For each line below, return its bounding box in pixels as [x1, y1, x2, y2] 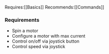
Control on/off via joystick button [11, 38, 80, 44]
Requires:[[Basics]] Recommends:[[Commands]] [4, 4, 105, 10]
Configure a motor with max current [11, 33, 86, 39]
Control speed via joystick [11, 44, 66, 50]
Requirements [4, 16, 40, 23]
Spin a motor [11, 28, 38, 34]
